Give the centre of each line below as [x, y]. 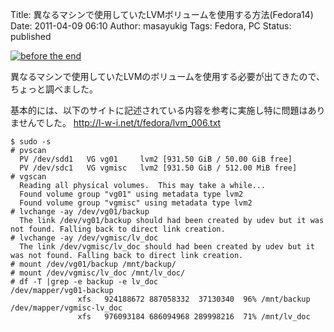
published [31, 36]
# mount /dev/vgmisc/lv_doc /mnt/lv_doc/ [98, 273]
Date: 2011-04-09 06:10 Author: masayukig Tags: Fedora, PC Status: [151, 26]
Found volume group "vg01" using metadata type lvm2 [131, 194]
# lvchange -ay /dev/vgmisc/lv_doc [84, 238]
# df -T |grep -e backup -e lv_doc [84, 282]
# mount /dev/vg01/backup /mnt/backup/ [93, 264]
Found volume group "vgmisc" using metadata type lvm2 [136, 203]
